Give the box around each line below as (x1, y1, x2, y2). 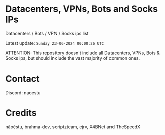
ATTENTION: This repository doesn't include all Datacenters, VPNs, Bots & (5, 50, 160, 56)
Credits (5, 107, 37, 119)
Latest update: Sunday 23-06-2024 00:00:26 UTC (5, 40, 104, 46)
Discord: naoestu (5, 89, 41, 96)
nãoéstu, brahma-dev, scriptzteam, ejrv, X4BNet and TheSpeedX (5, 124, 140, 130)
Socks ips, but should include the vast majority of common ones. (5, 55, 140, 61)
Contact (5, 73, 40, 85)
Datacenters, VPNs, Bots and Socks (5, 3, 158, 15)
